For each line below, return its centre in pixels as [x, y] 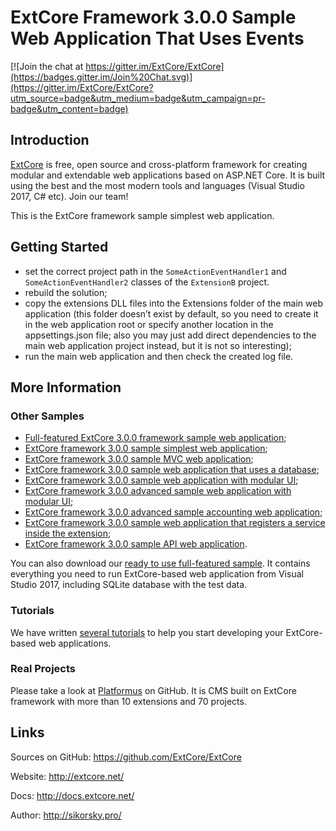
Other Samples [47, 416]
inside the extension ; [68, 533]
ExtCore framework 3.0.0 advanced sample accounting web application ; [173, 512]
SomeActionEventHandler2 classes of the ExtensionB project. [147, 282]
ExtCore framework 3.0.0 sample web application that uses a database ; [172, 470]
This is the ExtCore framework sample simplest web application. [142, 215]
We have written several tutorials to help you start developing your [147, 632]
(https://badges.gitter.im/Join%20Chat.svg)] [101, 77]
